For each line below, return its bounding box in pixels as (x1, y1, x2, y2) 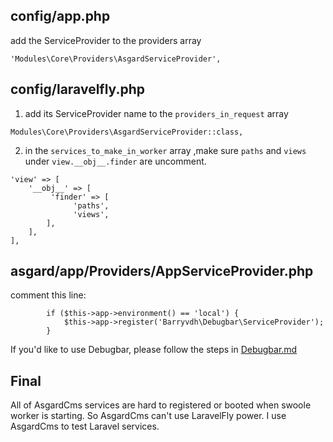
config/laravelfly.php (10, 81, 146, 98)
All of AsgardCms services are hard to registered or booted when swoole (10, 399, 312, 411)
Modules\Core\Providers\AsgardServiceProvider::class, (10, 127, 244, 137)
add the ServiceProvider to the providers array (10, 34, 202, 46)
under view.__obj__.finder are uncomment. (24, 155, 207, 167)
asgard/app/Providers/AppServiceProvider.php (10, 263, 314, 280)
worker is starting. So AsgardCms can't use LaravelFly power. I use (10, 410, 287, 422)
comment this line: (10, 289, 87, 301)
